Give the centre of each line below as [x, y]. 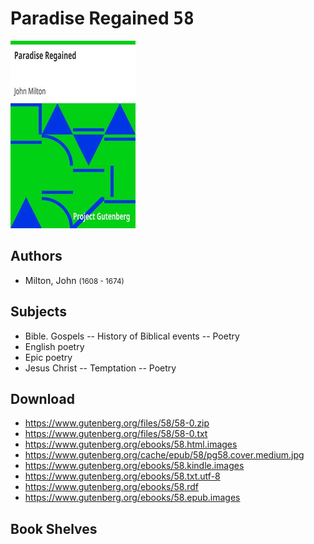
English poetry [54, 346]
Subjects [38, 312]
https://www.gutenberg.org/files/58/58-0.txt [116, 434]
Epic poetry [48, 357]
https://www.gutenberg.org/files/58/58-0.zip [117, 423]
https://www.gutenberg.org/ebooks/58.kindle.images [134, 466]
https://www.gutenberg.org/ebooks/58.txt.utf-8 [122, 476]
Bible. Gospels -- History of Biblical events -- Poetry [132, 336]
